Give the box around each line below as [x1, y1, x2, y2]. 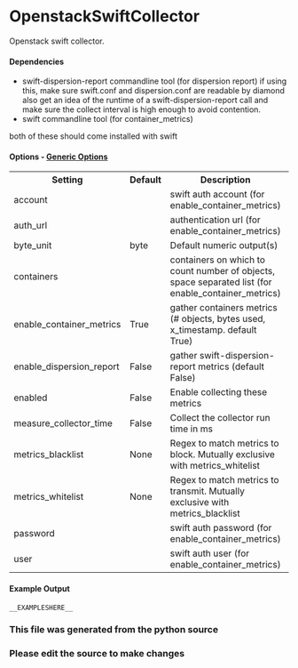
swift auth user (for [169, 547, 250, 559]
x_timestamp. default [169, 324, 257, 336]
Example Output [9, 583, 71, 593]
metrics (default [198, 360, 264, 373]
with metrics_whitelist [169, 460, 260, 472]
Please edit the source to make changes [9, 648, 184, 660]
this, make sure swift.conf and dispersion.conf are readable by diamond [21, 85, 286, 96]
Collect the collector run [169, 412, 271, 424]
